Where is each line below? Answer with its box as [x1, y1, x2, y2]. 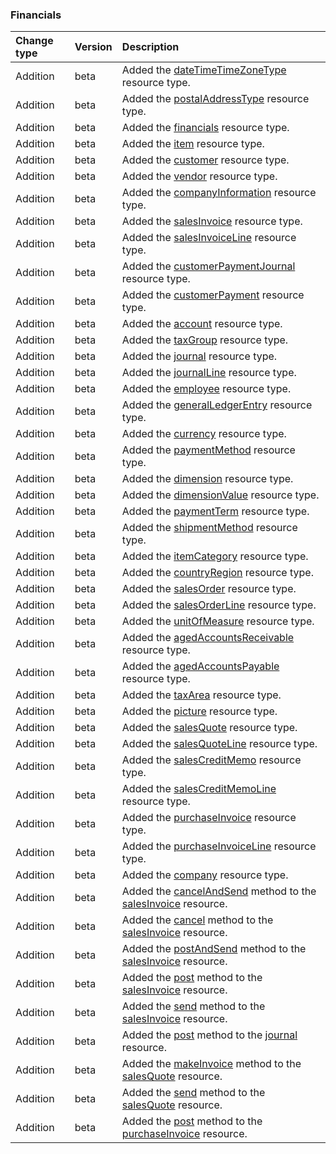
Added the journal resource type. [121, 349, 278, 363]
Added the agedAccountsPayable [121, 659, 280, 673]
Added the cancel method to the [121, 913, 274, 927]
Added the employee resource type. [121, 382, 292, 396]
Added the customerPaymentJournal [121, 259, 296, 273]
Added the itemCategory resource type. [121, 549, 309, 563]
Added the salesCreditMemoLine [121, 782, 277, 796]
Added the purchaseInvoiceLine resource [121, 839, 317, 853]
